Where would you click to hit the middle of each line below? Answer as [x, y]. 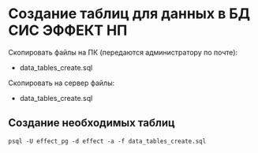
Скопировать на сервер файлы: [62, 83]
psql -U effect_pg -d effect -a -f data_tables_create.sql [107, 141]
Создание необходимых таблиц [92, 123]
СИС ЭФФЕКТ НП [68, 30]
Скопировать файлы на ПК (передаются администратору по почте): [123, 52]
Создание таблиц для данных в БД [129, 14]
